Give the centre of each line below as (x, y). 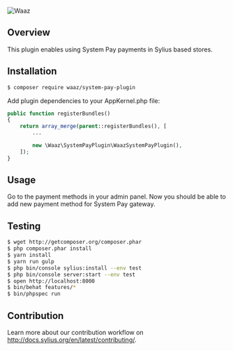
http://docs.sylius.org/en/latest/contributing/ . (72, 340)
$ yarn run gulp (31, 261)
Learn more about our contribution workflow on (76, 332)
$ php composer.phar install (50, 249)
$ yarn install (29, 255)
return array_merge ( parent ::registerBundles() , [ (93, 126)
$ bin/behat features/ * (42, 288)
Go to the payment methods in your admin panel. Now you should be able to (117, 197)
